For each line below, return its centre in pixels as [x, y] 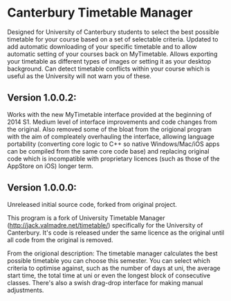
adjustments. [26, 290]
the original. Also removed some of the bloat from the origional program [110, 129]
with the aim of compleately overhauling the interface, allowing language [111, 136]
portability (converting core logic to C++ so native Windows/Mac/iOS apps [113, 144]
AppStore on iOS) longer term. [50, 166]
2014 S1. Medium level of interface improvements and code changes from [112, 122]
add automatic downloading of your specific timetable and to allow [102, 46]
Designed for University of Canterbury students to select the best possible [113, 32]
